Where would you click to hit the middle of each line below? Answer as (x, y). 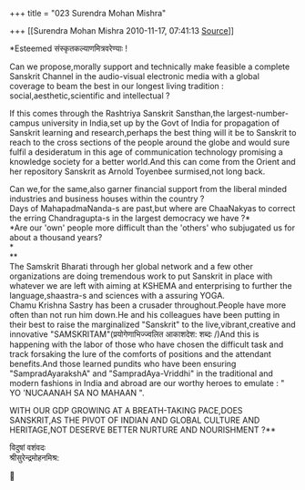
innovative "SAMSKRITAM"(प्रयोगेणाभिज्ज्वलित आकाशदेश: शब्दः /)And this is (134, 334)
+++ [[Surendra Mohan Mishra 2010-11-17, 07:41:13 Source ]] (122, 31)
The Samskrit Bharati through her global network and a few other (131, 266)
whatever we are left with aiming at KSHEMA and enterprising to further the (151, 286)
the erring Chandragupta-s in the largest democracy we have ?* (130, 218)
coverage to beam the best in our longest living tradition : (117, 86)
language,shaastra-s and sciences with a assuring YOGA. (117, 296)
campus (25, 123)
